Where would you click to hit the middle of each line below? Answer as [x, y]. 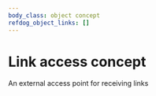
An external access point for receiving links [78, 83]
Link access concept [77, 62]
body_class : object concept [54, 15]
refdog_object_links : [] [49, 23]
